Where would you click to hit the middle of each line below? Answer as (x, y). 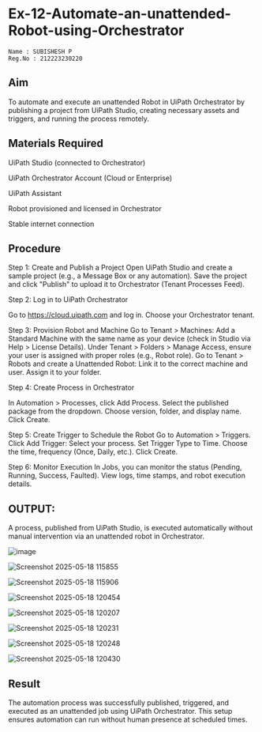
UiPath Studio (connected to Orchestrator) (77, 162)
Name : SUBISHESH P (40, 51)
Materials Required (56, 143)
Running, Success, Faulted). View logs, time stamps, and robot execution (127, 476)
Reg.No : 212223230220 (45, 58)
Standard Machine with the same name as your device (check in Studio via (129, 339)
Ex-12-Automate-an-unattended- (120, 14)
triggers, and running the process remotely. (79, 119)
